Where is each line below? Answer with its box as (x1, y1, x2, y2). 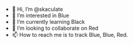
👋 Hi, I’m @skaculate (11, 6, 63, 12)
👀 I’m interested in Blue (11, 12, 69, 19)
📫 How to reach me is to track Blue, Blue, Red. (11, 32, 128, 38)
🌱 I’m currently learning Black (11, 18, 85, 25)
